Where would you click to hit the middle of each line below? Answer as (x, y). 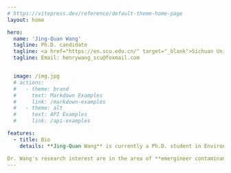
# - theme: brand (41, 89)
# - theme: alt (38, 108)
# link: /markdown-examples (60, 102)
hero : (15, 32)
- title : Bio (32, 139)
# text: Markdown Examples (58, 95)
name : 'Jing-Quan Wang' (47, 38)
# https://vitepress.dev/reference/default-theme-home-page (95, 13)
